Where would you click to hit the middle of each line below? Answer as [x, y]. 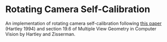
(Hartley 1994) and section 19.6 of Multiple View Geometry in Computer [81, 28]
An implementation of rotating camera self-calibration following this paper [83, 23]
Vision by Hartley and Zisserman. [40, 34]
